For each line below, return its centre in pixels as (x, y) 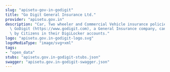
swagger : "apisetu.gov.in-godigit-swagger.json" (57, 62)
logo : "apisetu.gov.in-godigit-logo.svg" (50, 39)
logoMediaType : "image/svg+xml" (39, 43)
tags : (11, 48)
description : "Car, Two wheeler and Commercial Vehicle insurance (77, 24)
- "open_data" (20, 52)
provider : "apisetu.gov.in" (35, 19)
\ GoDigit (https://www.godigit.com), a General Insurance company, (83, 29)
